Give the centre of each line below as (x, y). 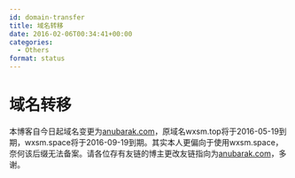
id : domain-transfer (47, 17)
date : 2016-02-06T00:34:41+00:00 (71, 34)
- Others (33, 50)
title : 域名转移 (36, 26)
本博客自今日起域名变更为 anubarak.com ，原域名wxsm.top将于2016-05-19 (144, 131)
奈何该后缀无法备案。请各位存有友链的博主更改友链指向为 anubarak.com (140, 153)
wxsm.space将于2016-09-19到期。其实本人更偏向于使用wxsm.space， (154, 142)
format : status (37, 58)
